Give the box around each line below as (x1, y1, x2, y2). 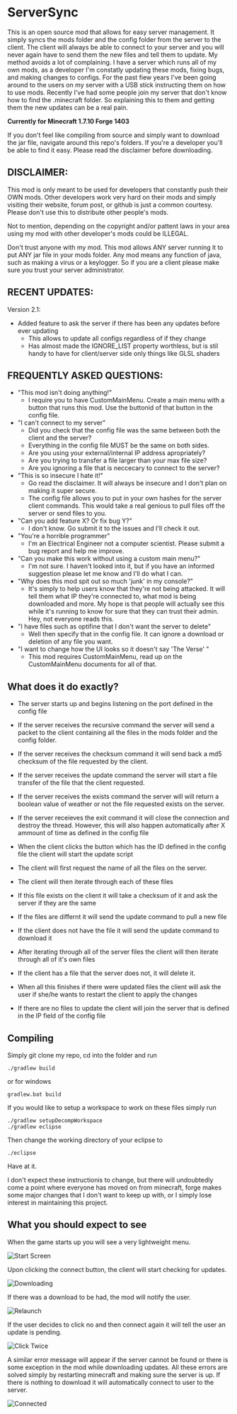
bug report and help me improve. (28, 547, 125, 555)
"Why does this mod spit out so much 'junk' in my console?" (17, 577, 193, 586)
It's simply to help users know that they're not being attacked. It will (28, 584, 226, 593)
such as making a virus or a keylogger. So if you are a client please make (7, 258, 219, 266)
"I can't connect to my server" (17, 418, 106, 427)
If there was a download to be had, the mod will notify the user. (7, 1293, 191, 1301)
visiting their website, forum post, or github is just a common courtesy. (7, 200, 213, 209)
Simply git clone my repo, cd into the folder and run (7, 1051, 157, 1059)
